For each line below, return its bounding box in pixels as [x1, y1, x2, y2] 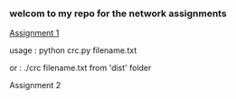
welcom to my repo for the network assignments [9, 7, 228, 20]
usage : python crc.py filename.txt [9, 45, 137, 56]
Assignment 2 [9, 80, 61, 91]
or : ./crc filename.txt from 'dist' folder [9, 62, 152, 74]
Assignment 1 [9, 28, 60, 39]
